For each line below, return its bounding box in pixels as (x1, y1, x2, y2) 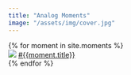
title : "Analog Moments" (8, 11, 91, 20)
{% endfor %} (8, 58, 54, 68)
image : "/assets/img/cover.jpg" (8, 19, 115, 27)
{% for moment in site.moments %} (8, 40, 124, 50)
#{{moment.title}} (17, 50, 75, 59)
